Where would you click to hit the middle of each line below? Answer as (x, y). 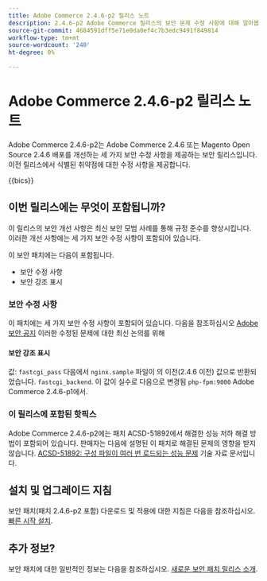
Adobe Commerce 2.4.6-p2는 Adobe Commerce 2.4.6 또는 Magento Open (129, 145)
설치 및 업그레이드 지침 (60, 490)
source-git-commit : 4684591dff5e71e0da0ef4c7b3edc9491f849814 (113, 30)
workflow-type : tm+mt (44, 38)
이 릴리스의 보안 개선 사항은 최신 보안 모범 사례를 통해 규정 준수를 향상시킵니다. (130, 228)
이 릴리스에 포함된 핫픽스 (52, 414)
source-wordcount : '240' (49, 45)
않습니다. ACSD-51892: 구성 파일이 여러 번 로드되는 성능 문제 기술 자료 (118, 453)
